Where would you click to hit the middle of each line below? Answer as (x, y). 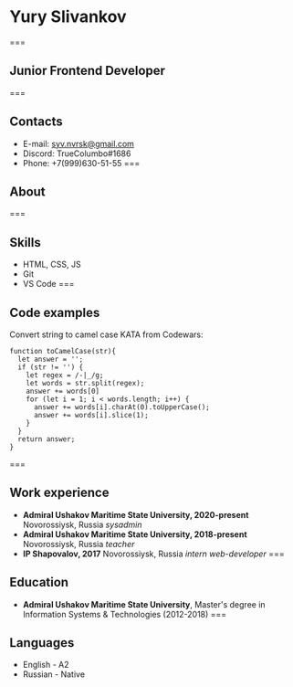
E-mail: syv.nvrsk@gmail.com (78, 143)
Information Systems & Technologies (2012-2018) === (125, 614)
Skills (25, 243)
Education (39, 582)
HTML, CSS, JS (52, 264)
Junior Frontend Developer (88, 71)
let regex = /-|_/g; (65, 375)
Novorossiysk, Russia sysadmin (82, 524)
